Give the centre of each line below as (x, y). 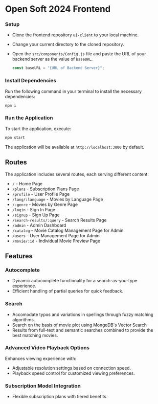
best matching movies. (35, 335)
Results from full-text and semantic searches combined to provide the (82, 330)
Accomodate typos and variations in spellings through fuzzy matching (83, 314)
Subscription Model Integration (43, 386)
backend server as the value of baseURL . (52, 59)
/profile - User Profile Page (41, 194)
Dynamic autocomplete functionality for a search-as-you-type (75, 281)
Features (19, 256)
